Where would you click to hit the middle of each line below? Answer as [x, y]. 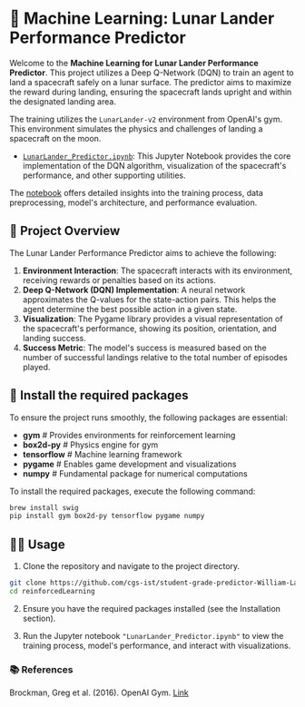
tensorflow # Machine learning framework [102, 454]
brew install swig [44, 507]
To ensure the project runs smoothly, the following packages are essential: [149, 417]
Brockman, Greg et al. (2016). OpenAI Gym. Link [99, 692]
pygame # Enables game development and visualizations [129, 464]
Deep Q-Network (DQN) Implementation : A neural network [134, 290]
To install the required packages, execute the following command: [133, 491]
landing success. [54, 338]
